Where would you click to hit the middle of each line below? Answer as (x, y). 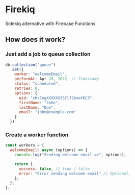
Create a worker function (37, 135)
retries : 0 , (27, 88)
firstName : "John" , (39, 103)
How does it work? (35, 40)
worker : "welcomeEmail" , (41, 74)
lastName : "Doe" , (37, 107)
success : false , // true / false (54, 169)
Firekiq (20, 9)
